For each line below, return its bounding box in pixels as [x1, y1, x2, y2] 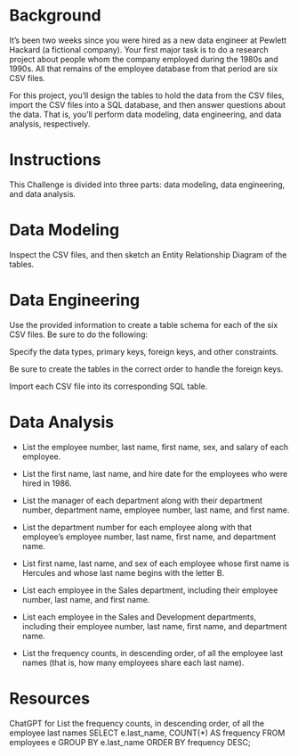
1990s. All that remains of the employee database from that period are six [9, 63, 278, 74]
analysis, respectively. [9, 118, 91, 129]
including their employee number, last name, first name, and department [21, 620, 287, 631]
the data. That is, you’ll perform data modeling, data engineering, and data [9, 109, 282, 119]
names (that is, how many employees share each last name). [21, 657, 245, 668]
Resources [9, 688, 91, 709]
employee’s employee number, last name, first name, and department [21, 531, 277, 542]
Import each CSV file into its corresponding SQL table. [9, 381, 208, 391]
